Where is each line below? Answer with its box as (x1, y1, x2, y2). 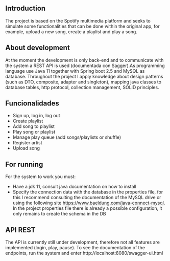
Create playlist (12, 118, 43, 124)
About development (5, 43, 70, 52)
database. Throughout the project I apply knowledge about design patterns (5, 73, 163, 79)
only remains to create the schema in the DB (12, 211, 106, 217)
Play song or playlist (12, 129, 56, 135)
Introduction (5, 4, 46, 13)
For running (5, 160, 43, 168)
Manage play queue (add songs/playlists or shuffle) (12, 134, 122, 140)
